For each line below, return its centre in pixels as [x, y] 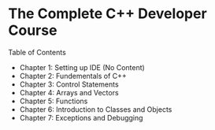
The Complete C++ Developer [107, 14]
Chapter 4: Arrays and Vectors [69, 92]
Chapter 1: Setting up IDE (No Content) [82, 67]
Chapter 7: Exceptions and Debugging [81, 117]
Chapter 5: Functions [54, 101]
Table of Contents [37, 52]
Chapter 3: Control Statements [69, 84]
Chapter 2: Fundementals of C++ [73, 76]
